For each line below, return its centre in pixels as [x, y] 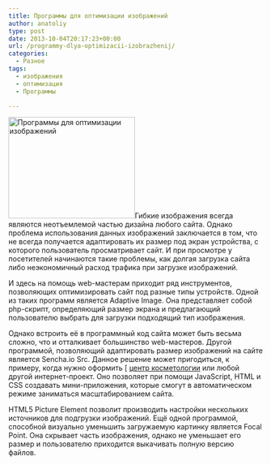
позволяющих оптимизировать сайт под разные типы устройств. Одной [133, 292]
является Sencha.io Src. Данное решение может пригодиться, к [119, 360]
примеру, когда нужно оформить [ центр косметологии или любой [124, 368]
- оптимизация [39, 84]
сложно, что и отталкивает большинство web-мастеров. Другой [120, 342]
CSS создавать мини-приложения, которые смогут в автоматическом [130, 385]
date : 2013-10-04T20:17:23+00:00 [65, 39]
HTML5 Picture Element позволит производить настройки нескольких [128, 410]
